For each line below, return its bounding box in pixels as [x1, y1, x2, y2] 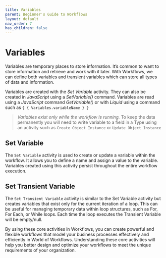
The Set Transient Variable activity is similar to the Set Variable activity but [5, 195, 161, 201]
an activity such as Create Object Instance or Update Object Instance [17, 125, 162, 131]
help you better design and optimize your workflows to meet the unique [5, 242, 151, 248]
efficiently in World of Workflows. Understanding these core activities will [5, 236, 155, 243]
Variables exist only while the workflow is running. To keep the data [17, 114, 156, 120]
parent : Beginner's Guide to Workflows [5, 12, 88, 17]
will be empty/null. [5, 216, 43, 222]
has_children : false [5, 26, 48, 31]
